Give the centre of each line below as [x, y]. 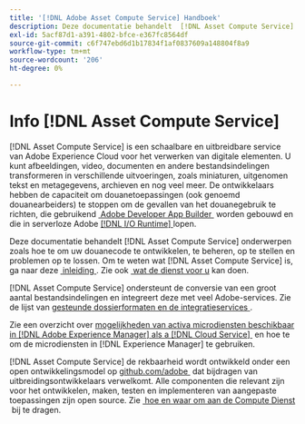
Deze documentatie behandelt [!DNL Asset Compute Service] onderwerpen [151, 241]
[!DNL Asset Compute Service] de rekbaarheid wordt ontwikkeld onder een [150, 361]
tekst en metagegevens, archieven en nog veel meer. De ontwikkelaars [142, 185]
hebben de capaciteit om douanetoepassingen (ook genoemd [125, 194]
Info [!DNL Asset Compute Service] [144, 121]
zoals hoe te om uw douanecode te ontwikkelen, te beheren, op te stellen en [152, 251]
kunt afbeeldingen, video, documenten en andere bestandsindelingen [140, 165]
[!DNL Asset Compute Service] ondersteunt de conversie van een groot [143, 288]
